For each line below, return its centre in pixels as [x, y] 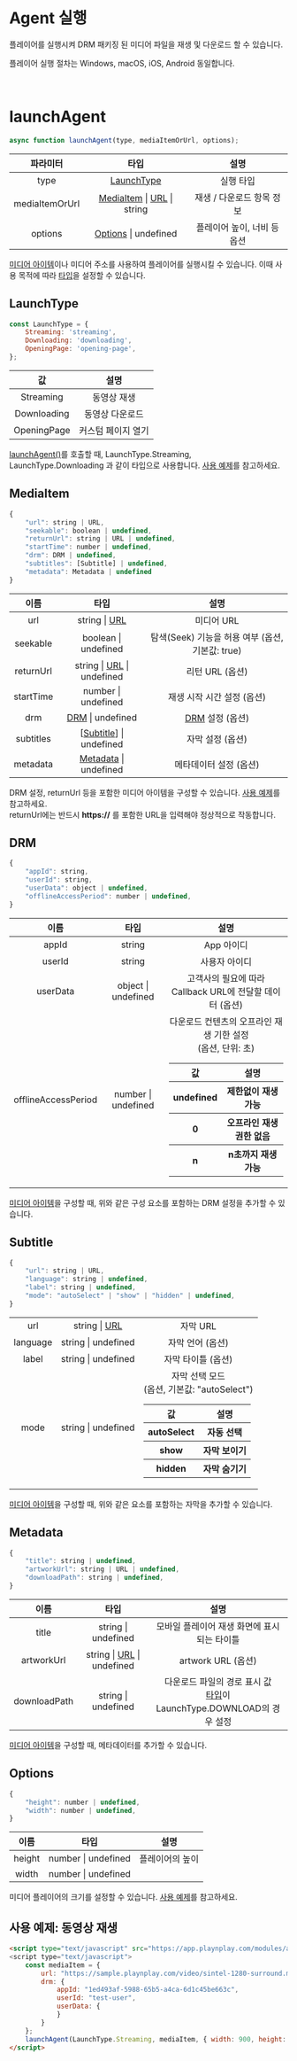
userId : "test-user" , [96, 1998]
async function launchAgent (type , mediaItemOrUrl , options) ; [124, 140]
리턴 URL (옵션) [217, 672]
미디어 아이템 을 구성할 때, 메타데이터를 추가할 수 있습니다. [108, 1745]
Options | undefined [136, 233]
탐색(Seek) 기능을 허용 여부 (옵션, [217, 637]
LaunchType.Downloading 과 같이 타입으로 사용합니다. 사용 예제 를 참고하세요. [145, 465]
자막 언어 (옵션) [198, 1342]
